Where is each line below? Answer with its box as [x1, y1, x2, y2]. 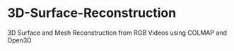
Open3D [7, 35, 32, 44]
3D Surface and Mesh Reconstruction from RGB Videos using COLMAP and [7, 28, 228, 37]
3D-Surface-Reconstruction [7, 5, 177, 21]
